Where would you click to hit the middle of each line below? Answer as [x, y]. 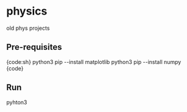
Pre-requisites [34, 47]
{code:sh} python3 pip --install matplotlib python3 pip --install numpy [94, 61]
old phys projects [28, 28]
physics [27, 11]
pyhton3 [17, 102]
